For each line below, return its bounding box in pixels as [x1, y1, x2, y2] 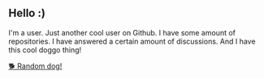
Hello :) [8, 6, 46, 20]
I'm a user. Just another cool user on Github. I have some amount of [8, 27, 236, 37]
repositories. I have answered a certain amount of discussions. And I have [8, 36, 256, 46]
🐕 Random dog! [8, 60, 63, 71]
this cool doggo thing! [8, 44, 82, 55]
